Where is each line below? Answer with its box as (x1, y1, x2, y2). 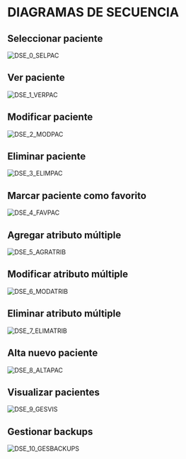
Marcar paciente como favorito (7, 189, 147, 202)
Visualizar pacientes (7, 386, 100, 398)
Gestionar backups (7, 426, 93, 438)
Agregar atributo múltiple (7, 229, 122, 241)
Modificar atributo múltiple (7, 268, 129, 280)
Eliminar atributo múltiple (7, 307, 122, 319)
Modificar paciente (7, 111, 93, 123)
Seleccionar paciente (7, 33, 103, 45)
